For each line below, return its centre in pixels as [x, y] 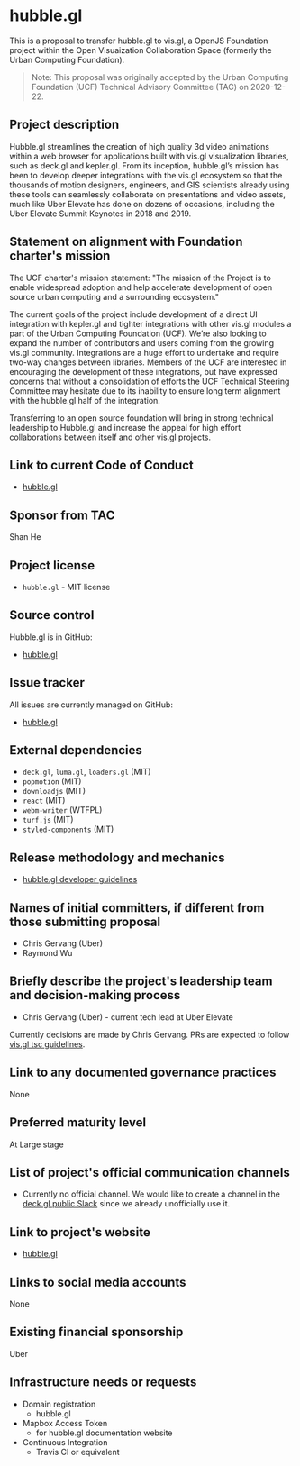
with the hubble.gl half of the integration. [85, 400]
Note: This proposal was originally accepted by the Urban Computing [160, 77]
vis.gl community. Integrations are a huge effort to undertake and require [144, 352]
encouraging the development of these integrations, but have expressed [143, 371]
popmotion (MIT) [52, 781]
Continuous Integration [65, 1442]
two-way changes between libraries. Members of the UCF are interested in [148, 362]
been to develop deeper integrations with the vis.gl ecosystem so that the [146, 175]
